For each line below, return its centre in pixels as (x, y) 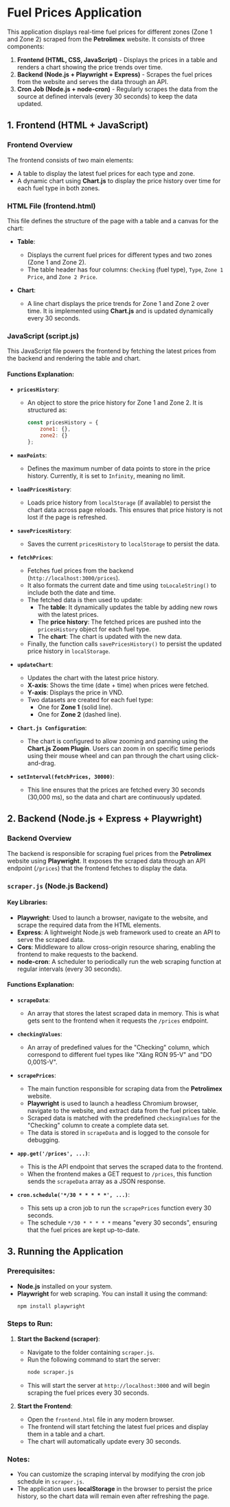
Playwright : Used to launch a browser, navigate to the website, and (112, 917)
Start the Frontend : (45, 1406)
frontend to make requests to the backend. (78, 954)
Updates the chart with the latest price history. (93, 677)
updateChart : (35, 664)
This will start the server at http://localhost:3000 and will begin (118, 1385)
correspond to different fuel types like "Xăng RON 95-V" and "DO (120, 1054)
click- (211, 755)
